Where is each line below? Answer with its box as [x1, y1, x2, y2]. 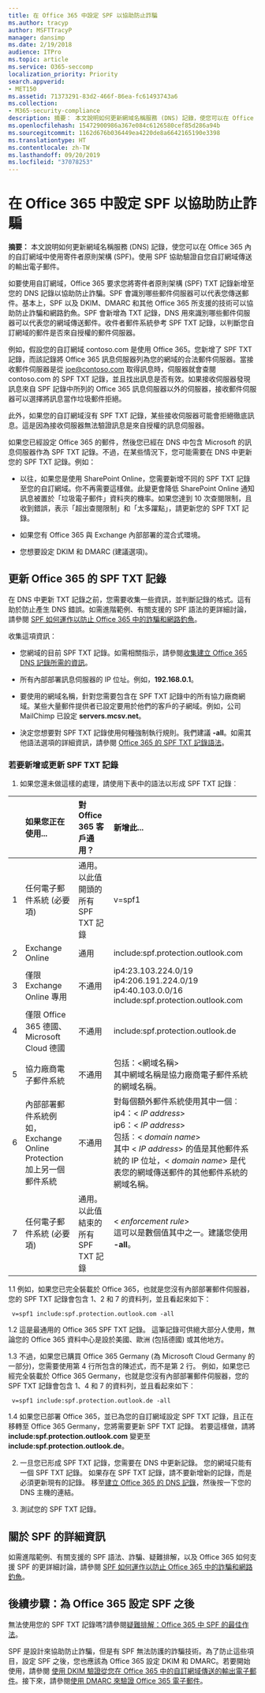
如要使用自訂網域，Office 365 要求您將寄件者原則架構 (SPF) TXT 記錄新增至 [8, 279, 255, 288]
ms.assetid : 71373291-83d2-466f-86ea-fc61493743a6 [8, 92, 178, 100]
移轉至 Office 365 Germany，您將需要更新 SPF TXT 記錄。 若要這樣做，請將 [8, 1421, 256, 1431]
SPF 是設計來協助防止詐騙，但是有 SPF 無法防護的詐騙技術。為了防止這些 [8, 1646, 248, 1656]
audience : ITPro [8, 48, 62, 56]
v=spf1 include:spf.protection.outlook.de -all [11, 1397, 171, 1405]
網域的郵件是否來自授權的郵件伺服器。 [14, 328, 140, 338]
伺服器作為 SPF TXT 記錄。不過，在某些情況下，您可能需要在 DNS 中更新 [14, 448, 252, 457]
